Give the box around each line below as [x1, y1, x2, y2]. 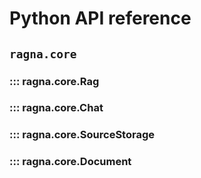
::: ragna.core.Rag [9, 74, 100, 88]
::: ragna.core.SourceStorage [9, 128, 155, 142]
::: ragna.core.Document [9, 155, 132, 169]
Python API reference [9, 7, 192, 30]
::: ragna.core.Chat [9, 101, 104, 115]
